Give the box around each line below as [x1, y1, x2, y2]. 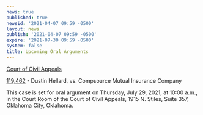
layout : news [6, 26, 40, 32]
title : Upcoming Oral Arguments [6, 49, 89, 55]
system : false [6, 43, 43, 49]
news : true [6, 9, 34, 15]
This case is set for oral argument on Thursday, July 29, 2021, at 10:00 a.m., [6, 89, 197, 96]
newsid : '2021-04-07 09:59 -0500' [6, 20, 95, 26]
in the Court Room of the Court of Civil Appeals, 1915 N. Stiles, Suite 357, [6, 95, 190, 102]
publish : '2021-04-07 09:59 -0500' [6, 32, 97, 38]
